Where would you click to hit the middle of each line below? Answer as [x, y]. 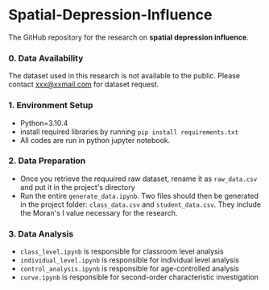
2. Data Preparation [47, 161]
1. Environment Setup [51, 105]
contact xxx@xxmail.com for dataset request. [84, 84]
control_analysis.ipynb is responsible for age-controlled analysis [129, 269]
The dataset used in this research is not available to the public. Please [124, 76]
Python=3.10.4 [44, 123]
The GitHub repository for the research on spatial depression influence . [129, 37]
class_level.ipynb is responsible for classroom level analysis [122, 251]
